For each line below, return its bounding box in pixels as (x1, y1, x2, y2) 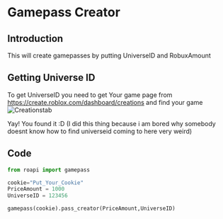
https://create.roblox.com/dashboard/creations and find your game (7, 98, 203, 106)
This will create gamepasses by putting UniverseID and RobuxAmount (7, 51, 211, 60)
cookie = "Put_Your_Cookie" (7, 179, 84, 186)
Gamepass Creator (7, 4, 120, 21)
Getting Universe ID (7, 72, 96, 84)
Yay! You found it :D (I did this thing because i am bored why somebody (7, 119, 216, 128)
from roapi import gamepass (7, 166, 91, 174)
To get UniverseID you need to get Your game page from (7, 90, 173, 99)
